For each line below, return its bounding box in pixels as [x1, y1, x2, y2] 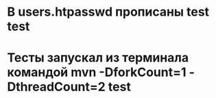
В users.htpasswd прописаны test [7, 4, 210, 20]
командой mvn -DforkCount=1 [7, 64, 187, 80]
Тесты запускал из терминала [7, 50, 189, 66]
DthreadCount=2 [7, 79, 106, 95]
